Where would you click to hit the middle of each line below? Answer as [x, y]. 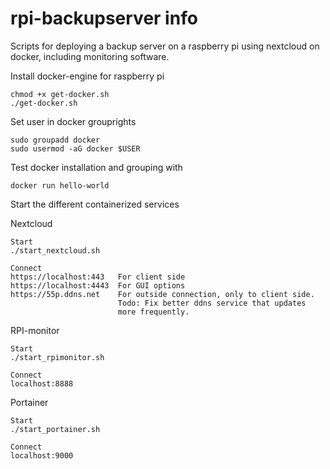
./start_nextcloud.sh [55, 250]
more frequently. [153, 312]
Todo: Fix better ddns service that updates [212, 303]
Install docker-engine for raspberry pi [87, 76]
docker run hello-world [60, 185]
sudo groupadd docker [55, 140]
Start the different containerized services [95, 204]
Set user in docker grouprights [73, 121]
